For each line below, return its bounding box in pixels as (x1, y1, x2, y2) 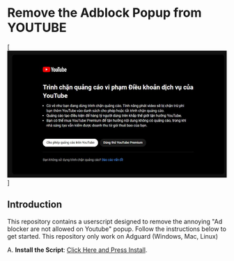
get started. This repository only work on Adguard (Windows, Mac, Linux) (7, 232, 218, 240)
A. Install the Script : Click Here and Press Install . (7, 246, 148, 254)
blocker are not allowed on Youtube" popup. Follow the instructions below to (7, 225, 226, 233)
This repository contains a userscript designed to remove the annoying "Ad (7, 217, 223, 225)
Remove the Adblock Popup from (7, 5, 202, 21)
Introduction (7, 199, 63, 211)
